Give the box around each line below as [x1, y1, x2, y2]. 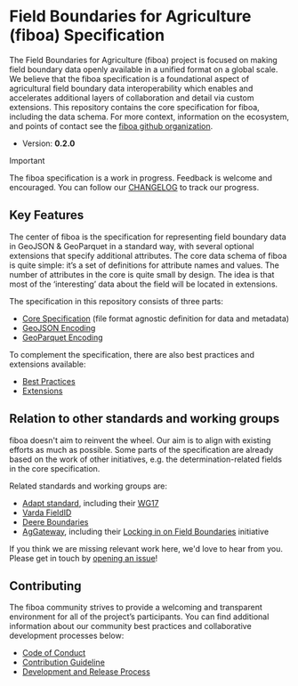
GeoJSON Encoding [21, 322, 96, 333]
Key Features [9, 207, 85, 223]
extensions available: [9, 359, 86, 369]
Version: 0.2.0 [21, 138, 76, 149]
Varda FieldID [21, 507, 72, 518]
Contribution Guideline [21, 657, 105, 668]
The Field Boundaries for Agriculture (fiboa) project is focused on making [9, 54, 278, 65]
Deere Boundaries [21, 516, 89, 527]
